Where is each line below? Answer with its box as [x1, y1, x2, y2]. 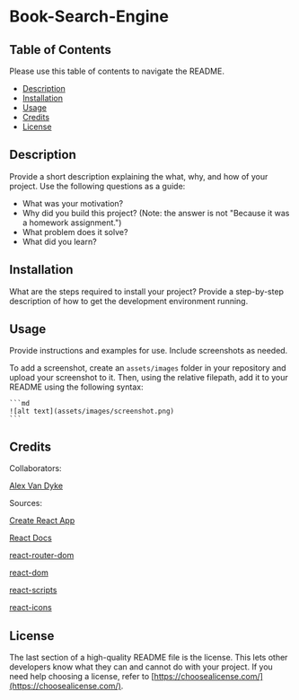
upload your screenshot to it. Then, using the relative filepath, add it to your [9, 372, 289, 383]
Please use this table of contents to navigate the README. [9, 66, 224, 76]
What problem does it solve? [22, 226, 128, 237]
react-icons [9, 602, 52, 613]
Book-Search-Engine [9, 6, 169, 27]
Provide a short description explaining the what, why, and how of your [9, 171, 268, 181]
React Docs [9, 532, 52, 544]
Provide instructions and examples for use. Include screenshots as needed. [9, 346, 288, 356]
